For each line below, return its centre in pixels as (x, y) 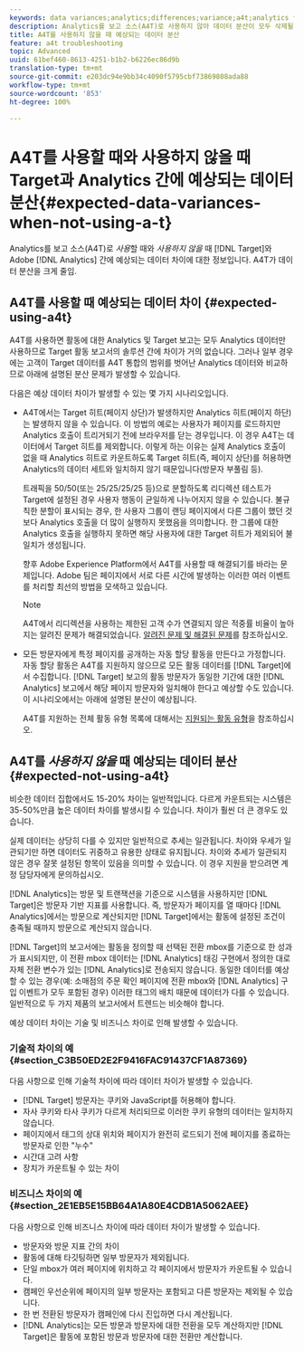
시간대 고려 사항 (50, 1157)
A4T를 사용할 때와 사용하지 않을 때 (130, 157)
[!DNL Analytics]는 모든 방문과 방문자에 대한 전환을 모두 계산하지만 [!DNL (152, 1325)
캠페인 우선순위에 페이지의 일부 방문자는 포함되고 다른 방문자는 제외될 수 (149, 1291)
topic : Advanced (40, 52)
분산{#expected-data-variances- (135, 202)
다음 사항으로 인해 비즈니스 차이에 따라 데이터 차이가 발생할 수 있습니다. (135, 1226)
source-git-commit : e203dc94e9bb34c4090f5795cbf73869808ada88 (129, 77)
